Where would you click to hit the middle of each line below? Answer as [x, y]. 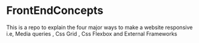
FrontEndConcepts [55, 11]
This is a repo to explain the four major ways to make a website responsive [99, 27]
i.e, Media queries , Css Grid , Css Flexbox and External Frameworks [92, 33]
